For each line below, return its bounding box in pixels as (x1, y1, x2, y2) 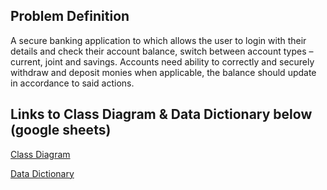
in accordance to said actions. (10, 77, 135, 89)
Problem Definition (10, 8, 130, 25)
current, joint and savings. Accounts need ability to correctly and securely (10, 55, 315, 68)
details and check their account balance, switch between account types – (10, 45, 314, 57)
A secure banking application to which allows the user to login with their (10, 34, 307, 46)
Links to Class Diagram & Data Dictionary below (10, 106, 313, 123)
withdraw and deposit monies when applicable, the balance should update (10, 66, 317, 78)
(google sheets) (10, 122, 112, 139)
